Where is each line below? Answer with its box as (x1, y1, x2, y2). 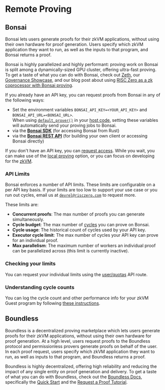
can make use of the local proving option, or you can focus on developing (5, 153, 155, 159)
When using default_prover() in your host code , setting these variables (12, 117, 159, 123)
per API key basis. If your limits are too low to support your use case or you (5, 187, 158, 193)
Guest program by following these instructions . (5, 300, 100, 306)
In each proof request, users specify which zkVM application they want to (5, 349, 155, 355)
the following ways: (5, 97, 45, 103)
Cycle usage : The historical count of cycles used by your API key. (12, 227, 146, 233)
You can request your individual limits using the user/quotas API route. (5, 271, 148, 277)
